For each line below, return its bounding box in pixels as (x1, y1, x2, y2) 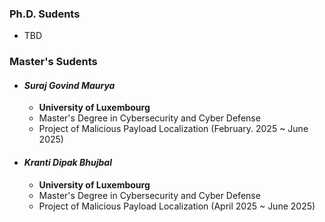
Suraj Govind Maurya (23, 79, 116, 91)
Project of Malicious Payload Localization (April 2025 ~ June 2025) (38, 200, 316, 212)
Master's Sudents (9, 55, 98, 69)
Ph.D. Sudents (9, 7, 81, 21)
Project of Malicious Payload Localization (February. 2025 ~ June (38, 123, 309, 135)
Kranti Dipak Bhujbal (23, 157, 112, 169)
